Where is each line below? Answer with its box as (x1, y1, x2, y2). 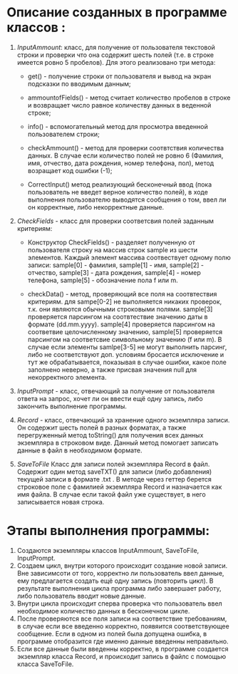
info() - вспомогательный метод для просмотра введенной (27, 122, 208, 130)
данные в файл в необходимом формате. (16, 446, 143, 455)
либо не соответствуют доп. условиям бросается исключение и (27, 350, 224, 358)
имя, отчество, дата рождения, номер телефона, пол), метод (27, 158, 214, 167)
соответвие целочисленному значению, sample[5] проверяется (27, 327, 223, 336)
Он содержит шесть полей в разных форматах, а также (16, 423, 187, 432)
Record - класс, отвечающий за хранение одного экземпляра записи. (16, 415, 230, 424)
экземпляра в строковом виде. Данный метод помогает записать (16, 438, 219, 447)
